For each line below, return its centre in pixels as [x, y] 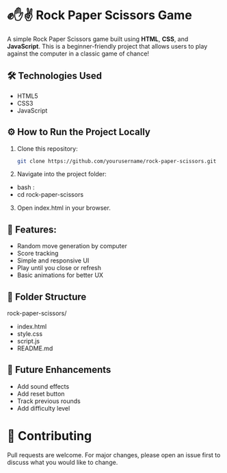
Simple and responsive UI [53, 260]
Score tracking [38, 254]
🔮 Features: [32, 229]
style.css [30, 334]
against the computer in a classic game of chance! [78, 53]
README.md [35, 348]
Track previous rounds [49, 401]
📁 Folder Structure [47, 296]
